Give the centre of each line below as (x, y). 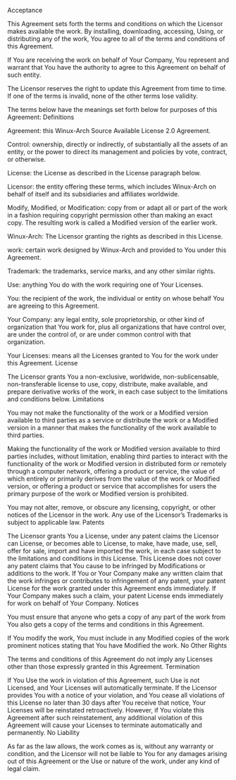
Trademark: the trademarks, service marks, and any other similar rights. (111, 271)
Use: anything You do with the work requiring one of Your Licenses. (105, 285)
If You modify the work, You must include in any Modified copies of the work (118, 638)
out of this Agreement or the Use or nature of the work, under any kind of (114, 761)
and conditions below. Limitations (56, 399)
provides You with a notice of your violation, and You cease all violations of (116, 695)
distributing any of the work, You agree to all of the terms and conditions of (116, 39)
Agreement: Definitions (41, 117)
